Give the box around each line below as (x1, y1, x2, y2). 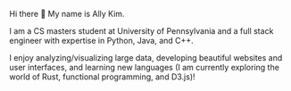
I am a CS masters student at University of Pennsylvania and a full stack (9, 26, 274, 36)
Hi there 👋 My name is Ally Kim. (9, 9, 125, 19)
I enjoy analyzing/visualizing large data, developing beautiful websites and (9, 53, 283, 62)
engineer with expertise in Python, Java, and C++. (9, 36, 194, 45)
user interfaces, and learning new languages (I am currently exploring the (9, 62, 279, 72)
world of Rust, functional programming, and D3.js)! (9, 71, 195, 82)
